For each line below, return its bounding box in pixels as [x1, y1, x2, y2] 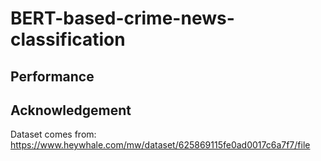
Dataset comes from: [10, 128, 97, 141]
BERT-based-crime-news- [10, 7, 235, 30]
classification [10, 28, 126, 51]
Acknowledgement [10, 102, 132, 119]
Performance [10, 68, 95, 85]
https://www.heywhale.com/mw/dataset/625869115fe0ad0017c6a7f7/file [10, 139, 311, 151]
